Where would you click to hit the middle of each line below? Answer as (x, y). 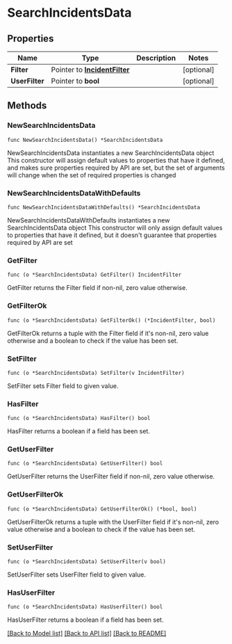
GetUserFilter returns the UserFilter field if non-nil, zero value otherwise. (111, 476)
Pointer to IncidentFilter (90, 70)
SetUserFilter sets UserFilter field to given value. (76, 574)
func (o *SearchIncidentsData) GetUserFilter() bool (85, 464)
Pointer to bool (75, 81)
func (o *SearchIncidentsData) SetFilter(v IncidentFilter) (96, 373)
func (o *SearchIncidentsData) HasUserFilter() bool (85, 607)
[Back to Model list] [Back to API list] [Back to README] (87, 634)
